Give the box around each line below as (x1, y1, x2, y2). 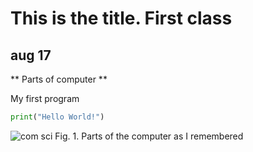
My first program (10, 93, 80, 104)
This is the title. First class (10, 7, 233, 30)
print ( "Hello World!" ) (10, 112, 105, 122)
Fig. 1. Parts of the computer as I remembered (54, 130, 244, 142)
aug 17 (10, 47, 52, 64)
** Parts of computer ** (10, 73, 108, 85)
